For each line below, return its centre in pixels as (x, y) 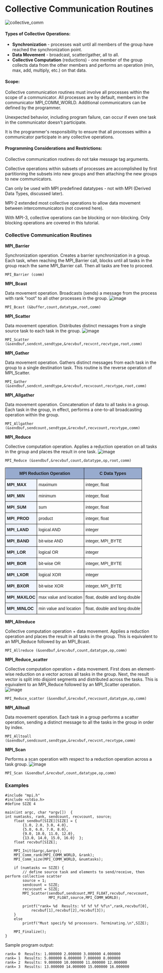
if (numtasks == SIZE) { (39, 868)
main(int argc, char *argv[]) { (39, 813)
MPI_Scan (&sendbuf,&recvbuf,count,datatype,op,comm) (61, 773)
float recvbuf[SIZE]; (36, 842)
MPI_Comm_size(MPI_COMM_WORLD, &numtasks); (59, 860)
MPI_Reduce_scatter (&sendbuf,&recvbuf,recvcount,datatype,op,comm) (76, 698)
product (46, 518)
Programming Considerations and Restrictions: (54, 148)
